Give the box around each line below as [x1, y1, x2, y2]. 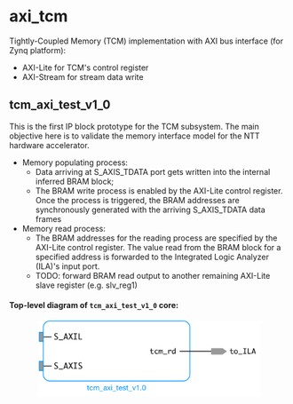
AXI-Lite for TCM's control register [21, 62, 149, 73]
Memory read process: [21, 223, 107, 234]
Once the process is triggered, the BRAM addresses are [35, 194, 240, 205]
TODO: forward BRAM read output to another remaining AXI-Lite [35, 270, 271, 281]
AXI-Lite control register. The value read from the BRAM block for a [35, 242, 281, 252]
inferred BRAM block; [35, 176, 115, 186]
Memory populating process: [21, 157, 129, 168]
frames [35, 213, 62, 224]
